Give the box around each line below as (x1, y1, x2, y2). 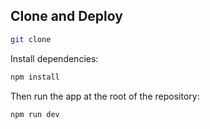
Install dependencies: (10, 52, 99, 64)
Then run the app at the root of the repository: (10, 90, 200, 102)
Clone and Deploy (10, 8, 123, 25)
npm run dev (10, 109, 60, 119)
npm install (10, 72, 60, 82)
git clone (10, 34, 52, 44)
